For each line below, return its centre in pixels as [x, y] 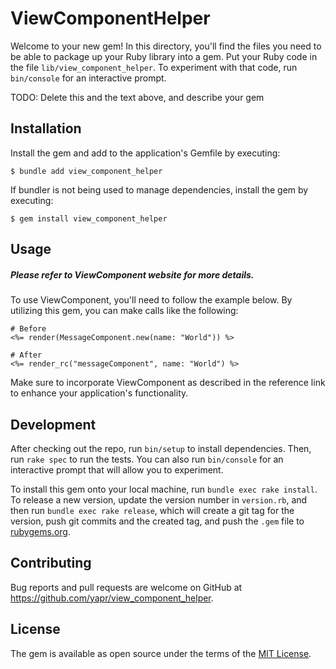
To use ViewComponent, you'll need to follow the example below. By [151, 300]
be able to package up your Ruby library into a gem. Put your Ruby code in [164, 56]
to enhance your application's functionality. [99, 393]
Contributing [51, 563]
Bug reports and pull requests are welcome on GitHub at [126, 587]
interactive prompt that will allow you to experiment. [117, 469]
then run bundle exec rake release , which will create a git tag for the [152, 510]
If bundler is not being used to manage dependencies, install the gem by [159, 189]
